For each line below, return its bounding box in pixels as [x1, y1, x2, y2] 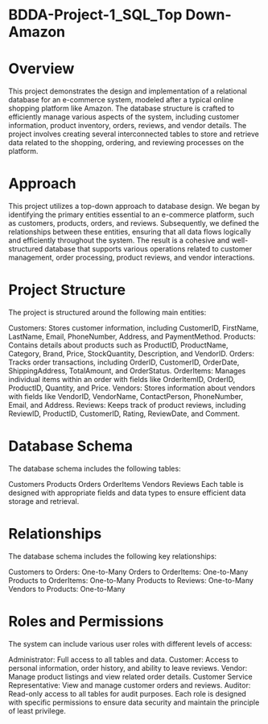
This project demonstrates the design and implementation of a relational [8, 86, 247, 96]
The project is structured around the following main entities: [8, 308, 207, 317]
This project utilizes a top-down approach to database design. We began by [8, 202, 260, 211]
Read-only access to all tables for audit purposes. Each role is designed [8, 689, 247, 698]
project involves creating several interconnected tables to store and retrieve [8, 129, 260, 139]
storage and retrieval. [8, 496, 80, 506]
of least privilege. [8, 705, 66, 715]
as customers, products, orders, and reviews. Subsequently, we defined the [8, 218, 260, 228]
